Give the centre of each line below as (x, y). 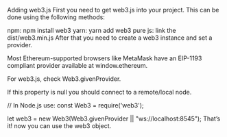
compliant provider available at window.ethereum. (77, 65)
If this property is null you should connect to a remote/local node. (99, 92)
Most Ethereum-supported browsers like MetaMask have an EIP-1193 (105, 58)
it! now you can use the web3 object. (59, 126)
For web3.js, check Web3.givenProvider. (64, 79)
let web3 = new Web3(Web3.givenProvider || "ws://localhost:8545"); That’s (114, 119)
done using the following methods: (56, 17)
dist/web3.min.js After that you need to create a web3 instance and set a (110, 38)
